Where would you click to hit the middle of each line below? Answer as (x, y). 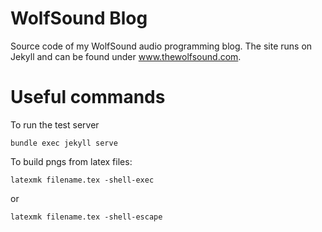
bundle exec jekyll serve (64, 143)
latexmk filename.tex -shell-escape (86, 217)
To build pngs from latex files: (71, 161)
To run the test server (55, 124)
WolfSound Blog (79, 18)
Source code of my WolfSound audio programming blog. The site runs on (161, 46)
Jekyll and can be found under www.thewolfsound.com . (126, 56)
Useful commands (88, 97)
